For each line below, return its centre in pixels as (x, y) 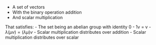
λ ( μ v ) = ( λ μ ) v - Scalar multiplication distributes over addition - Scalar (76, 32)
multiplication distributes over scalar (42, 37)
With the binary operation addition (47, 12)
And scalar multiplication (38, 17)
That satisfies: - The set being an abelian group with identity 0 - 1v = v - (78, 27)
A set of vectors (29, 7)
